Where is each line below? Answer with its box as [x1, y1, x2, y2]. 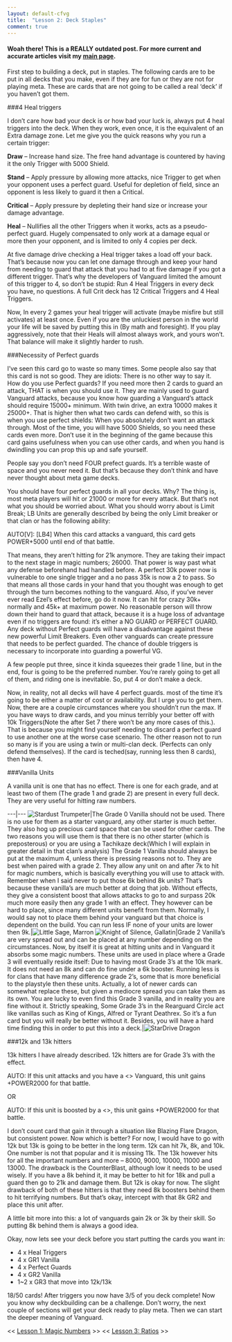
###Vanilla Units [7, 768, 54, 776]
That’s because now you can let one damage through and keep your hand [7, 258, 218, 266]
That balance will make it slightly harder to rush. [7, 337, 144, 346]
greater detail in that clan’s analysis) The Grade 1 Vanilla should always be [7, 846, 217, 855]
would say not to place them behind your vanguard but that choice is [7, 913, 204, 921]
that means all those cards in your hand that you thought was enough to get [7, 580, 224, 589]
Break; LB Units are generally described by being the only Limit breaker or [7, 509, 218, 517]
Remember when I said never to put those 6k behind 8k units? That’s [7, 876, 203, 884]
